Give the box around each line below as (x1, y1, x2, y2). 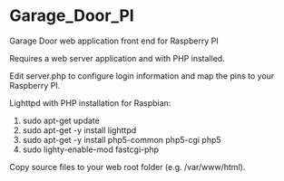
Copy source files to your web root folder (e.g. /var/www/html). (9, 161, 246, 172)
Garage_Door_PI (9, 5, 134, 26)
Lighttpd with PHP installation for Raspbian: (9, 97, 171, 109)
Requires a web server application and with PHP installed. (9, 52, 225, 63)
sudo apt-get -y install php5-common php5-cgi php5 (22, 134, 221, 145)
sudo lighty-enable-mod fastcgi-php (22, 144, 160, 155)
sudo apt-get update (22, 115, 100, 126)
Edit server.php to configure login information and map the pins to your (9, 70, 275, 81)
